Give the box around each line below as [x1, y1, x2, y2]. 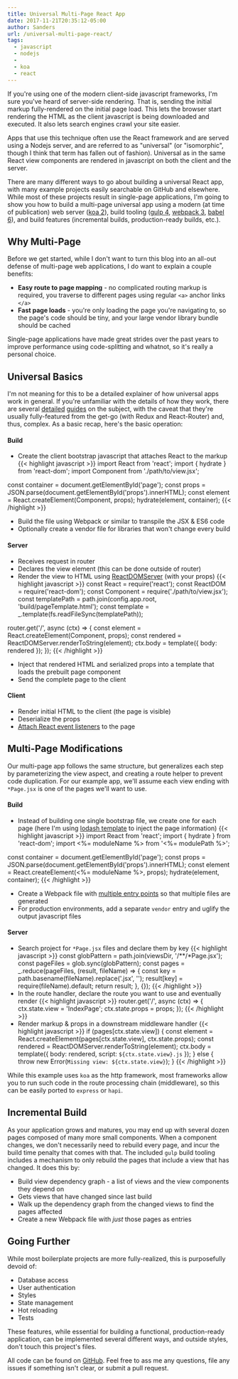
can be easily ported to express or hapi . [7, 1085, 123, 1095]
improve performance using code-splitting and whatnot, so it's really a [7, 343, 213, 351]
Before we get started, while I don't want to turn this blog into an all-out [7, 254, 217, 263]
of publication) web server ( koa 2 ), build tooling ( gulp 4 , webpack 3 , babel [7, 208, 225, 216]
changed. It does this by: [7, 1163, 80, 1171]
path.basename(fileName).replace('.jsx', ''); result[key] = [17, 974, 183, 982]
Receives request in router [17, 557, 95, 565]
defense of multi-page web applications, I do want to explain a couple [7, 262, 212, 271]
